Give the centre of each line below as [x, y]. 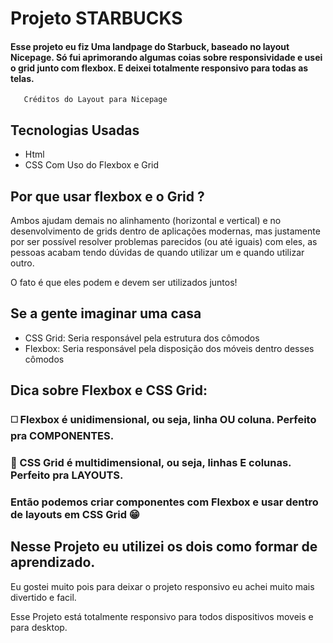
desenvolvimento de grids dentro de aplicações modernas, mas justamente [165, 231]
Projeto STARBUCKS [96, 18]
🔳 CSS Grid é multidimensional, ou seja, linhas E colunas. [151, 463]
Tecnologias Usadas [75, 130]
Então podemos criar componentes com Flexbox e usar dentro [164, 502]
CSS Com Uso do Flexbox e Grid [92, 165]
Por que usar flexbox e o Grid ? [107, 196]
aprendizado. [53, 562]
